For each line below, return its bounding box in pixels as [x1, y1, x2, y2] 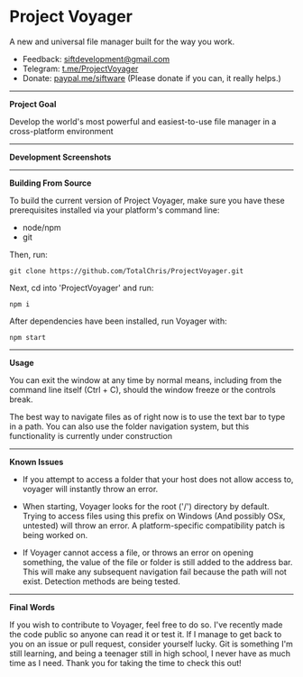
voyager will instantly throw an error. [22, 483, 159, 494]
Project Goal [9, 98, 57, 109]
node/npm [22, 222, 61, 233]
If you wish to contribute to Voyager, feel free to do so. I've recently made [9, 619, 283, 630]
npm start [9, 333, 47, 342]
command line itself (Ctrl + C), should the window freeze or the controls [9, 384, 277, 395]
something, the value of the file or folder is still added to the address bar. [22, 556, 293, 567]
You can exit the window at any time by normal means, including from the [9, 374, 282, 385]
